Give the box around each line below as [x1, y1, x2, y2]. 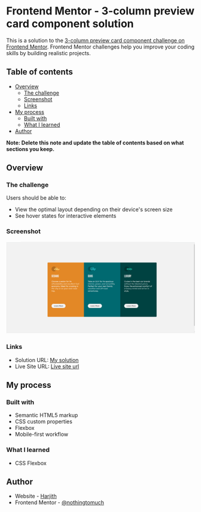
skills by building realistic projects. [6, 49, 91, 56]
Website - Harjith [14, 493, 57, 500]
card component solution [6, 17, 134, 31]
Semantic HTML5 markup [14, 412, 78, 419]
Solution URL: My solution [14, 356, 79, 363]
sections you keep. [6, 145, 55, 152]
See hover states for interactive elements [14, 212, 117, 219]
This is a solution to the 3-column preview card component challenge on [6, 37, 185, 44]
